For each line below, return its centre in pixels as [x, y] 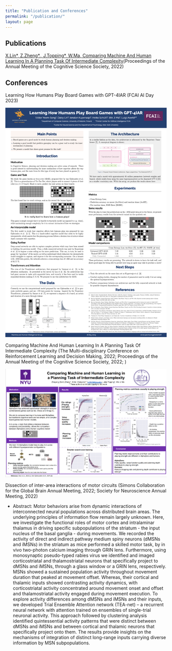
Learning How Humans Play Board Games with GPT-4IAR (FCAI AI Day [80, 95]
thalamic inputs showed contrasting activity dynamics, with [75, 583]
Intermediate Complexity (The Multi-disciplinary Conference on [72, 350]
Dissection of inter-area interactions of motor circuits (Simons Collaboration [85, 485]
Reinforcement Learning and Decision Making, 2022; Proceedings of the [82, 356]
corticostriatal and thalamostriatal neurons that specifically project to [85, 560]
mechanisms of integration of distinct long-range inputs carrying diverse [89, 637]
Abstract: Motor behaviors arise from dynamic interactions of [77, 506]
